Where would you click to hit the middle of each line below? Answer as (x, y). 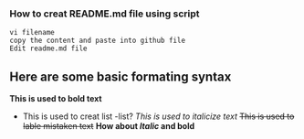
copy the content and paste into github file (97, 41)
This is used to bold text (56, 99)
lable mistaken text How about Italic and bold (109, 126)
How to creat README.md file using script (105, 14)
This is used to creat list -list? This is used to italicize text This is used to (158, 116)
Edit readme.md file (49, 48)
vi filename (32, 33)
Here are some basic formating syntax (121, 76)
